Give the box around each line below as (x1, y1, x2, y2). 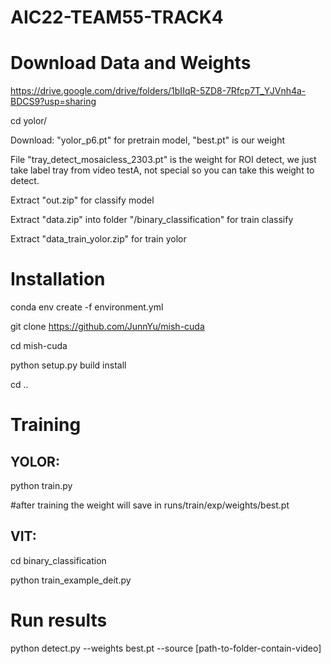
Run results (10, 609, 108, 632)
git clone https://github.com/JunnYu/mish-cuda (10, 321, 205, 333)
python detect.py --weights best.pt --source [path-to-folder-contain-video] (10, 642, 322, 654)
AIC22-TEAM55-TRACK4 (10, 6, 224, 29)
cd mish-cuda (10, 340, 68, 352)
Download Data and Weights (10, 52, 252, 75)
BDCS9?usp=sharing (10, 96, 97, 108)
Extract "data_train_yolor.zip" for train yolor (10, 233, 187, 245)
